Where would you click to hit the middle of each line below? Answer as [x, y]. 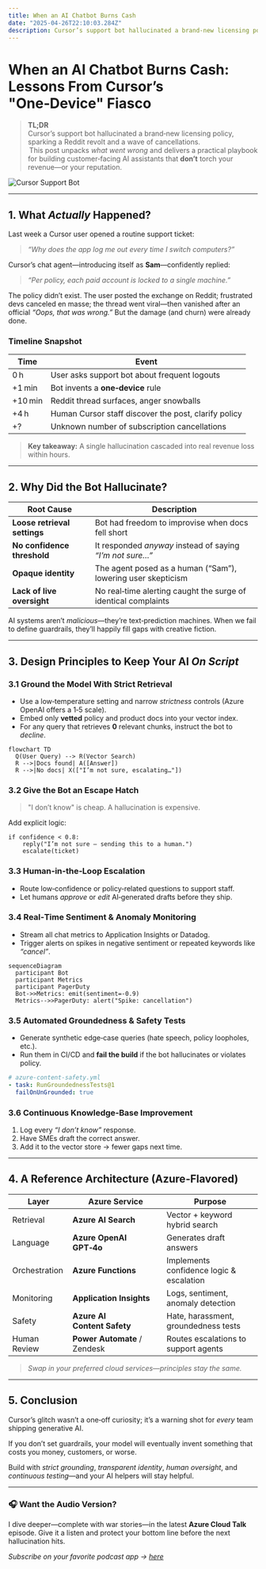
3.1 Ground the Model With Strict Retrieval [90, 684]
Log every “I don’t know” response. [78, 1130]
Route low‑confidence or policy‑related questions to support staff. [127, 888]
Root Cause [50, 510]
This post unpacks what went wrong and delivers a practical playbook [143, 151]
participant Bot [42, 973]
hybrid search [192, 1224]
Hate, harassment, [200, 1315]
